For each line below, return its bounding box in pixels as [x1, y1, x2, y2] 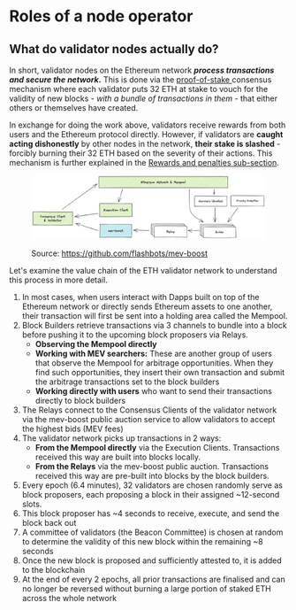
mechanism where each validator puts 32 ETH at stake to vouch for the [9, 84, 269, 94]
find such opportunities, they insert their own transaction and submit [34, 367, 285, 377]
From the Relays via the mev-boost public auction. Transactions [34, 460, 269, 471]
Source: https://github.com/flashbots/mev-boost [31, 248, 208, 259]
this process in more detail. [9, 274, 108, 285]
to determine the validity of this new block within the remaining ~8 [21, 536, 263, 546]
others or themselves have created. [9, 103, 139, 112]
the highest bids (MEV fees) [21, 423, 124, 434]
